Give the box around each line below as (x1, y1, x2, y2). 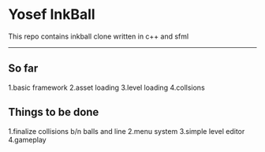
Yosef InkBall (8, 6, 96, 24)
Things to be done (8, 106, 99, 119)
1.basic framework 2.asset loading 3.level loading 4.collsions (8, 83, 205, 92)
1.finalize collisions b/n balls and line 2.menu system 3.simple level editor (8, 126, 245, 135)
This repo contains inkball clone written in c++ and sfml (8, 32, 189, 41)
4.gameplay (8, 135, 47, 144)
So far (8, 61, 39, 76)
